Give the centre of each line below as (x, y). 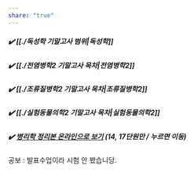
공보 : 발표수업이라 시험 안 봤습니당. (62, 160)
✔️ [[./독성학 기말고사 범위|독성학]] (61, 42)
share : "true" (31, 15)
